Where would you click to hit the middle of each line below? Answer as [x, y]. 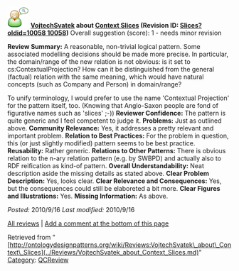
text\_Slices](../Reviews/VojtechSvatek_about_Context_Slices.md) [103, 252]
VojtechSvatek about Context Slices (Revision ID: [105, 25]
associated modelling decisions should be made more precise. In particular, [118, 54]
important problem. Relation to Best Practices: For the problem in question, [118, 135]
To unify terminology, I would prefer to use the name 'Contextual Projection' [118, 98]
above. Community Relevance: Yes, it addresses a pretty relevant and [111, 128]
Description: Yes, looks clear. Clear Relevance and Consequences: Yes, [115, 181]
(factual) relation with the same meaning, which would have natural [106, 77]
